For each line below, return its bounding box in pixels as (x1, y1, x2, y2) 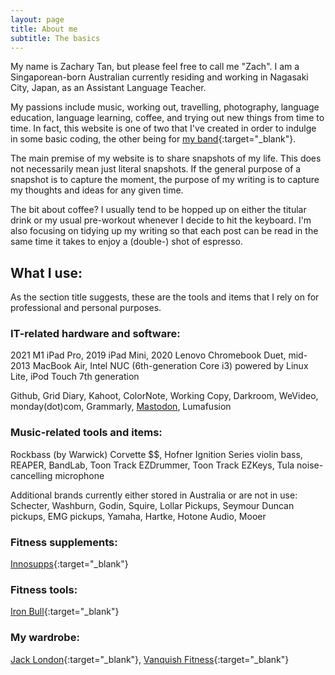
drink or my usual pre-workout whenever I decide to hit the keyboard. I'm (10, 214, 312, 226)
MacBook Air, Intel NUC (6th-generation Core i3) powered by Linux (32, 360, 309, 372)
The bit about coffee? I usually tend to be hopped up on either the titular (10, 204, 307, 216)
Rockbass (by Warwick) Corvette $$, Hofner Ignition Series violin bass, (10, 448, 303, 460)
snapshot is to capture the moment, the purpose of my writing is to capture (10, 174, 320, 186)
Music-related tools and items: (10, 426, 163, 440)
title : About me (10, 24, 78, 34)
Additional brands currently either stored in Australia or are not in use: (10, 489, 298, 501)
